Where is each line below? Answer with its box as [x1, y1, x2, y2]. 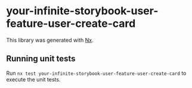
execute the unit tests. [6, 76, 61, 83]
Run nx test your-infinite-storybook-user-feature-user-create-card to [6, 70, 187, 77]
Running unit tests [6, 54, 76, 64]
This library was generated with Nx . [6, 36, 94, 43]
